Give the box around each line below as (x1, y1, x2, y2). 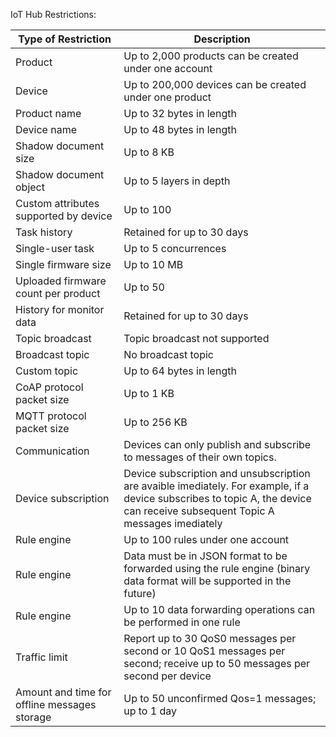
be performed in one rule (123, 615, 241, 629)
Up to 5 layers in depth (123, 174, 231, 188)
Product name (15, 107, 82, 120)
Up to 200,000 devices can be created (123, 78, 307, 91)
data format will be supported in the (123, 574, 292, 588)
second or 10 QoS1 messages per (123, 644, 286, 658)
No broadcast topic (123, 348, 214, 361)
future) (123, 587, 157, 600)
